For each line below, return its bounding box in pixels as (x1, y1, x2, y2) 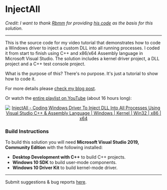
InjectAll (5, 3, 41, 15)
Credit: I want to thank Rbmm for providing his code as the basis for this (5, 20, 153, 26)
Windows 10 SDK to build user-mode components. (12, 160, 117, 166)
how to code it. (5, 76, 36, 82)
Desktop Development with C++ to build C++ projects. (12, 154, 126, 160)
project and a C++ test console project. (5, 61, 85, 67)
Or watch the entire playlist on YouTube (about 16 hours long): (5, 95, 132, 101)
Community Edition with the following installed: (5, 145, 103, 151)
